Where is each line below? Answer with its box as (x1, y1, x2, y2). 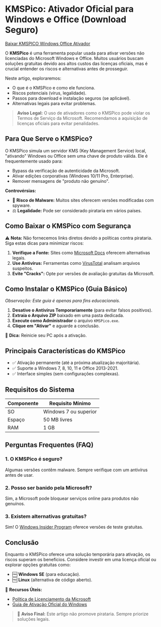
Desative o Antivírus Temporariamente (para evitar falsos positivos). (12, 307, 153, 313)
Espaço (7, 416, 25, 423)
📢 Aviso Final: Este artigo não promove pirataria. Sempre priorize (17, 611, 149, 617)
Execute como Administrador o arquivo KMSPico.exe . (12, 318, 120, 324)
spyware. (12, 202, 31, 208)
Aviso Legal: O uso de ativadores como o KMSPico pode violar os (17, 110, 150, 116)
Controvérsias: (5, 188, 36, 194)
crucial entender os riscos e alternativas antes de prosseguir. (5, 65, 129, 72)
